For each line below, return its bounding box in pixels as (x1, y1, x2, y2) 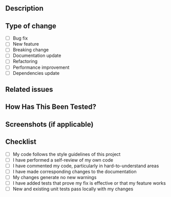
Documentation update (12, 52, 61, 58)
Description (5, 4, 44, 13)
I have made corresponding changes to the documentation (12, 168, 137, 174)
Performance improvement (12, 64, 70, 70)
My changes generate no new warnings (12, 174, 97, 180)
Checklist (5, 137, 37, 146)
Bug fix (12, 35, 28, 42)
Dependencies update (12, 70, 60, 76)
